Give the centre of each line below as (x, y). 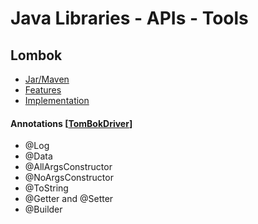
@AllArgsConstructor (68, 167)
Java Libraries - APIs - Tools (129, 18)
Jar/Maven (47, 79)
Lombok (36, 55)
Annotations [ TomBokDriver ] (71, 123)
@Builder (43, 209)
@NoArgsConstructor (69, 178)
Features (43, 90)
